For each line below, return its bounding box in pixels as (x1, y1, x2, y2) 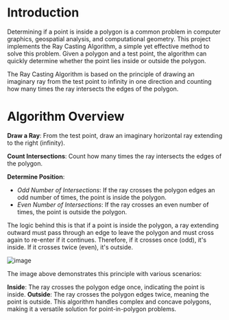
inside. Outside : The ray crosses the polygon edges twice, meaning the (7, 290, 209, 298)
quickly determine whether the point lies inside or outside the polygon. (7, 56, 207, 65)
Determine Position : (7, 172, 65, 181)
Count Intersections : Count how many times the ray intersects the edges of (7, 152, 222, 160)
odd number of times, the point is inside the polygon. (16, 193, 167, 201)
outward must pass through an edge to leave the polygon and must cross (7, 228, 215, 236)
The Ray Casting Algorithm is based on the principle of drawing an (7, 70, 195, 78)
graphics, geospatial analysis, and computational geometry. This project (7, 34, 211, 43)
